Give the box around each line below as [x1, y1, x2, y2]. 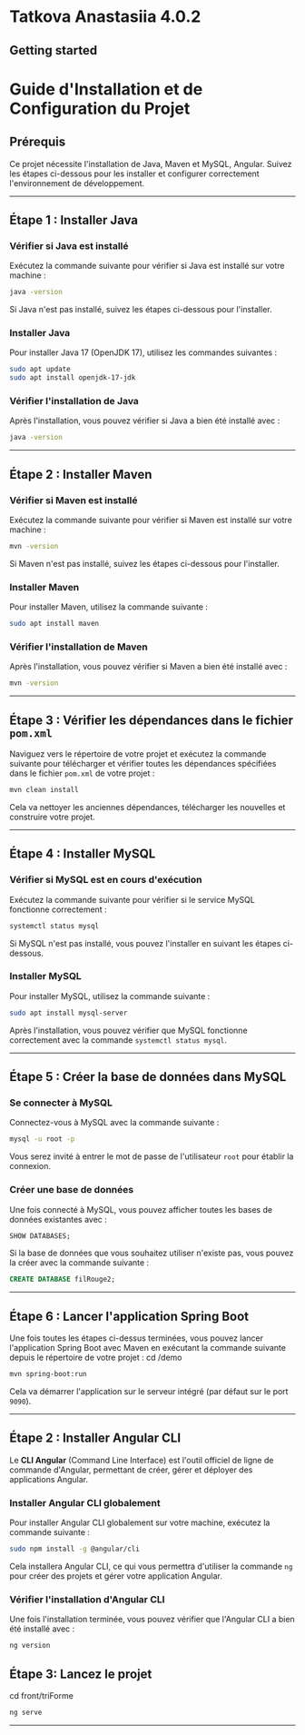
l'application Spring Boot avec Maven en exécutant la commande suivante [9, 1343, 286, 1353]
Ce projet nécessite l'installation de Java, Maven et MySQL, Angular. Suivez [9, 158, 292, 169]
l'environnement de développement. [9, 177, 145, 188]
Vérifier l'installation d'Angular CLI [9, 1592, 165, 1605]
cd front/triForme [9, 1690, 74, 1700]
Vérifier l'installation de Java [9, 395, 139, 408]
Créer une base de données [9, 1184, 134, 1196]
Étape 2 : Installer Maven [9, 466, 152, 482]
